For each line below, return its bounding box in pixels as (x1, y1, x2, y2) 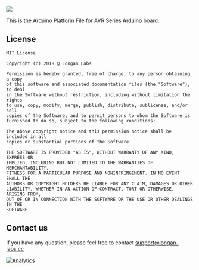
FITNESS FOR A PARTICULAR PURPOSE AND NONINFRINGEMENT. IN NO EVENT (6, 170, 180, 176)
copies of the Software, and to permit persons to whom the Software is (6, 112, 191, 119)
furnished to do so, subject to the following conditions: (6, 118, 156, 124)
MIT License (6, 50, 36, 56)
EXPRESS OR (6, 154, 33, 161)
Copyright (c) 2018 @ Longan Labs (6, 60, 92, 66)
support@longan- (135, 239, 179, 246)
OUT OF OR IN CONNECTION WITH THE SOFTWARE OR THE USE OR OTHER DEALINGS (6, 196, 194, 202)
